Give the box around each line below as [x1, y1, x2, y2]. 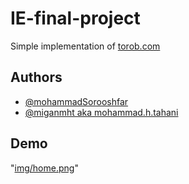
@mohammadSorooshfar [24, 95, 129, 107]
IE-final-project [10, 7, 141, 30]
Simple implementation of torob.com [10, 40, 161, 52]
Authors [10, 69, 63, 86]
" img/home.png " [10, 162, 79, 174]
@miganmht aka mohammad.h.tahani [24, 106, 179, 118]
